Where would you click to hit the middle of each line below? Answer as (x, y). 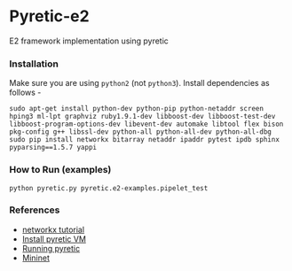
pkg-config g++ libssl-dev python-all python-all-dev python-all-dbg (141, 132)
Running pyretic (51, 248)
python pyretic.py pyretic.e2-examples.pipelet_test (109, 188)
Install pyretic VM (54, 239)
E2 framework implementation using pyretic (89, 41)
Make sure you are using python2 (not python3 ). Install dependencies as (139, 83)
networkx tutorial (53, 229)
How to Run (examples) (60, 170)
